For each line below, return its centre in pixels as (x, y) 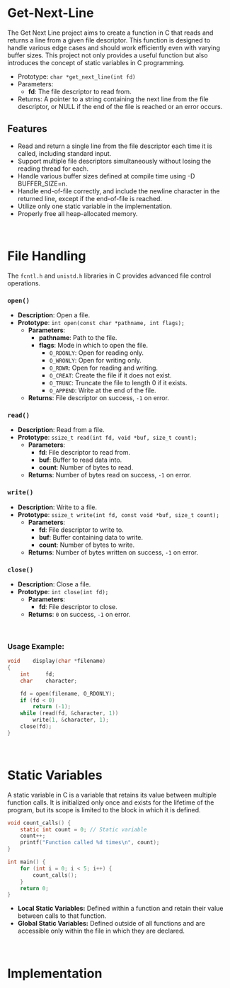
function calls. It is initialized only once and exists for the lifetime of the (111, 802)
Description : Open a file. (54, 315)
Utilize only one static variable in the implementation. (94, 206)
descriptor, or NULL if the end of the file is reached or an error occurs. (120, 106)
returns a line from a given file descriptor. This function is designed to (109, 40)
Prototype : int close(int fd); (63, 591)
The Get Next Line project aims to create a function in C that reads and (110, 33)
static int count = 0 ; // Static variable (84, 829)
